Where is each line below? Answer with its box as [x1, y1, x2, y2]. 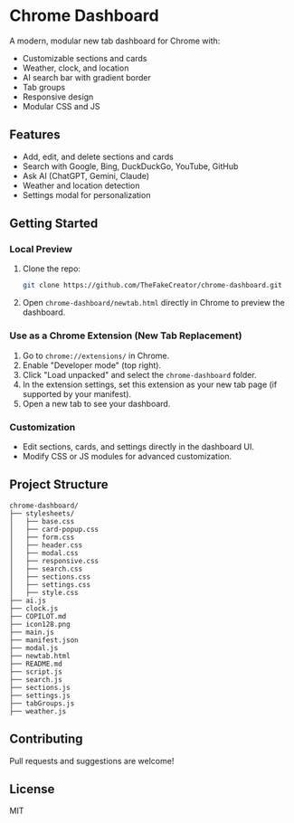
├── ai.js [9, 596, 47, 605]
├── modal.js [9, 643, 59, 652]
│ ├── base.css [9, 516, 75, 525]
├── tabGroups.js [9, 698, 75, 708]
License [9, 781, 55, 797]
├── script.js [9, 667, 63, 676]
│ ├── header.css [9, 540, 83, 550]
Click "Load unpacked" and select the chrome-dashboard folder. [22, 369, 257, 380]
